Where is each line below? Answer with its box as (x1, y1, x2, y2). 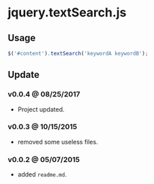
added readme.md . (17, 170, 67, 179)
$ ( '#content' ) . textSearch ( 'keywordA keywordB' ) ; (7, 50, 149, 57)
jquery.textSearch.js (7, 5, 127, 21)
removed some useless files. (17, 137, 98, 146)
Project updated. (17, 105, 65, 114)
